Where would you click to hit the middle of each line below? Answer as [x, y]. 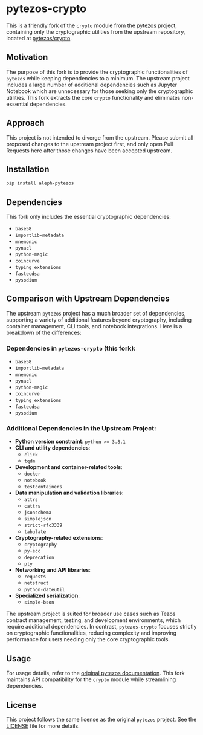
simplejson [38, 519]
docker [32, 474]
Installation [28, 169]
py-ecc [32, 551]
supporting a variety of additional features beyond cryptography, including [99, 320]
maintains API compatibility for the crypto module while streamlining [91, 679]
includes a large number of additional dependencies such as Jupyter [92, 85]
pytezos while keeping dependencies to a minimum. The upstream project [98, 78]
